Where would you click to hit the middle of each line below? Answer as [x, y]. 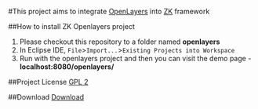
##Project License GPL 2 [48, 82]
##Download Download [46, 97]
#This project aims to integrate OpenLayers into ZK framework [109, 11]
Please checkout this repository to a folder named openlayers [120, 42]
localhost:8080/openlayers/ [67, 67]
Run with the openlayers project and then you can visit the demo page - [135, 58]
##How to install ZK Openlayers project [72, 26]
